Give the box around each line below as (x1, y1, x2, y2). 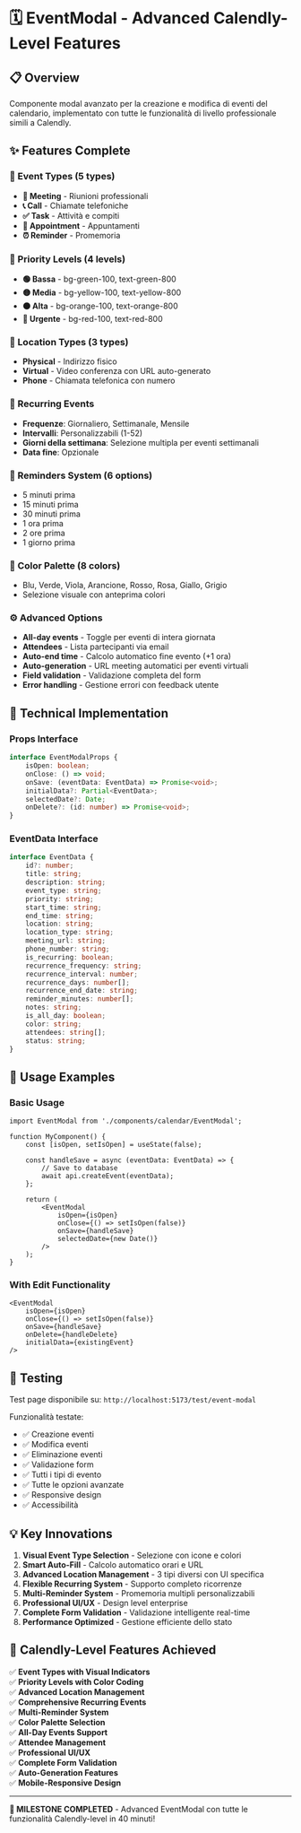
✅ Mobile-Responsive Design (9, 1777, 122, 1788)
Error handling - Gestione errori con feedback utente (21, 680, 219, 691)
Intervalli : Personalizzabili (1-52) (21, 428, 143, 439)
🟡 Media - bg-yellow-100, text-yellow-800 (21, 287, 182, 298)
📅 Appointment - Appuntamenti (21, 220, 141, 230)
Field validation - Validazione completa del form (21, 670, 202, 681)
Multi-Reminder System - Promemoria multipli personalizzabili (21, 1588, 255, 1599)
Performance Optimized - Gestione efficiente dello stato (21, 1617, 233, 1628)
